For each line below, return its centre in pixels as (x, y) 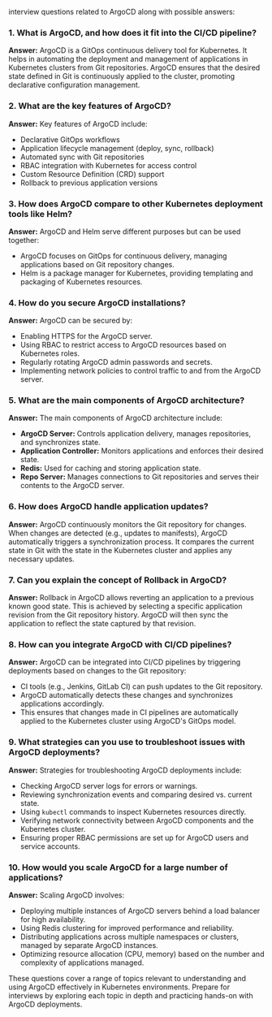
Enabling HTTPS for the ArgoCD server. (86, 336)
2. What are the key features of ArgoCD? (90, 106)
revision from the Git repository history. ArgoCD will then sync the (119, 615)
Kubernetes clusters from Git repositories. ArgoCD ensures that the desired (134, 67)
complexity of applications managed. (82, 963)
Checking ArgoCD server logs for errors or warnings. (109, 785)
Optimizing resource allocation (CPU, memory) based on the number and (142, 954)
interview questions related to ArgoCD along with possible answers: (122, 12)
